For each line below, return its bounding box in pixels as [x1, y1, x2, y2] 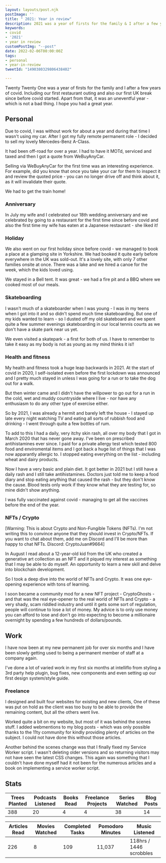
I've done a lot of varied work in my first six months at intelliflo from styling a [5, 665, 161, 671]
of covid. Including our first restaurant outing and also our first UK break [5, 90, 152, 96]
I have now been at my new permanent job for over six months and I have [5, 645, 155, 650]
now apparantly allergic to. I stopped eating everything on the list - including [5, 451, 161, 457]
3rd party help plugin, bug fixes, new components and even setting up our [5, 670, 157, 676]
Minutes [101, 829, 121, 836]
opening [5, 581, 22, 587]
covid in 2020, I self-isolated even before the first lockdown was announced [5, 370, 161, 376]
